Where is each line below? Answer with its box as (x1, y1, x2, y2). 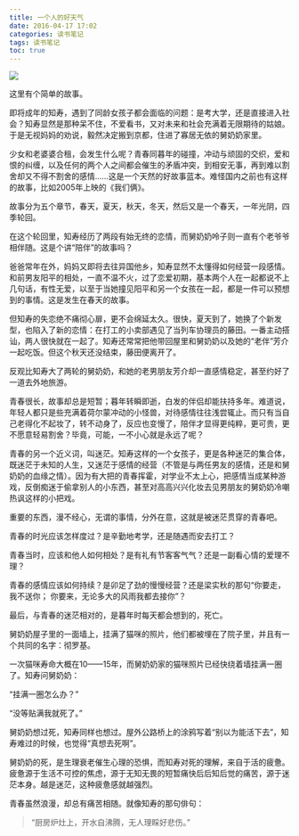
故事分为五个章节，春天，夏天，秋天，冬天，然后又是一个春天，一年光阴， (9, 201, 282, 212)
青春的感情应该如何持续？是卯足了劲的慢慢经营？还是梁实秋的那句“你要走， (9, 580, 287, 591)
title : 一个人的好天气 (9, 12, 85, 22)
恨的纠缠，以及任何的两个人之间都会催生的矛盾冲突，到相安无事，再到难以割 (9, 160, 290, 170)
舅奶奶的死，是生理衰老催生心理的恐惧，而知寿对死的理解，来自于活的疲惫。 (9, 757, 290, 767)
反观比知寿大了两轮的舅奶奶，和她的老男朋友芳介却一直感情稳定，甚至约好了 (9, 366, 290, 377)
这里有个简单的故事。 (9, 88, 87, 99)
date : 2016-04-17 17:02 (9, 21, 98, 30)
